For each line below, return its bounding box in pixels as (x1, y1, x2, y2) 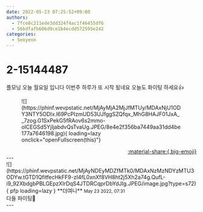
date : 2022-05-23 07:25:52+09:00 (6, 8, 91, 15)
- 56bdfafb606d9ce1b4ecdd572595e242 (11, 25, 104, 32)
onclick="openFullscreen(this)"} (21, 136, 101, 143)
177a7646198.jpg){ (21, 129, 68, 137)
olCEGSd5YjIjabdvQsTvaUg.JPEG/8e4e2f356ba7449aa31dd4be (21, 123, 181, 130)
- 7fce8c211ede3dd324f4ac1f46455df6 (11, 20, 104, 26)
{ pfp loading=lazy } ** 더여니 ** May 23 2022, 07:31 (6, 187, 125, 194)
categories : (6, 31, 36, 37)
